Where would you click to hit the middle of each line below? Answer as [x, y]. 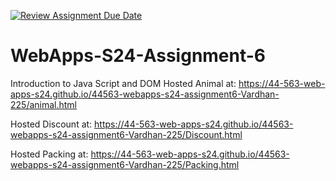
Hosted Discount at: [51, 124]
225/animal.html [44, 104]
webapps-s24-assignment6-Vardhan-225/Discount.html [126, 134]
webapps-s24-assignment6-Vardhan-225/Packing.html [125, 164]
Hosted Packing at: [49, 154]
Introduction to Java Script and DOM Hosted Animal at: [123, 83]
